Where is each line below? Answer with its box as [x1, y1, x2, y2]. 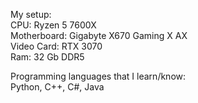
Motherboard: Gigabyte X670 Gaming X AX [10, 30, 188, 41]
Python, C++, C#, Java [10, 81, 105, 93]
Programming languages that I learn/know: [10, 70, 187, 82]
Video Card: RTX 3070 [10, 40, 103, 52]
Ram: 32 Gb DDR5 [10, 51, 85, 63]
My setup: [10, 9, 52, 20]
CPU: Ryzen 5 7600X [10, 19, 97, 31]
